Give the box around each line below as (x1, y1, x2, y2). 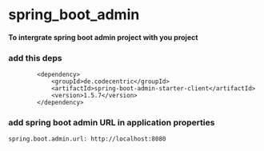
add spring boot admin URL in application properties (8, 117, 215, 128)
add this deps (8, 52, 62, 63)
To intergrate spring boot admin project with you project (8, 32, 198, 42)
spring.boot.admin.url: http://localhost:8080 (8, 135, 166, 143)
